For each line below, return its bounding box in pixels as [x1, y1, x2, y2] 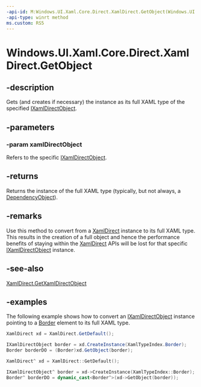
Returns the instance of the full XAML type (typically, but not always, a [6, 187, 181, 194]
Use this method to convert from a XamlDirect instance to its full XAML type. [6, 227, 196, 234]
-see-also [6, 264, 44, 274]
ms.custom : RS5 [6, 20, 45, 26]
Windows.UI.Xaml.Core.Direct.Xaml [6, 46, 190, 59]
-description [6, 82, 54, 93]
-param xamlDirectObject [6, 140, 82, 148]
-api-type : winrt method [6, 14, 69, 20]
